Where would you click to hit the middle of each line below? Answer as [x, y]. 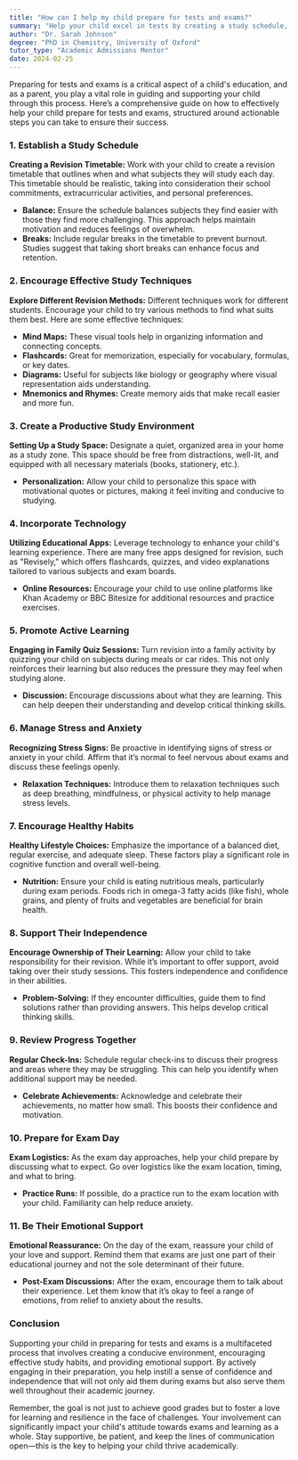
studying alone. [38, 678]
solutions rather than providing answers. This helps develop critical [145, 1007]
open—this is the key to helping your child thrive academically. [124, 1446]
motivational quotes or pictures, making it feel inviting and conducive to [153, 490]
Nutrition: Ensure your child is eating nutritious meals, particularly [143, 882]
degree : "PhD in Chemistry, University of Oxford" [105, 42]
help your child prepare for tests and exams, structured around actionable [145, 113]
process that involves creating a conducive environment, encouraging [137, 1352]
